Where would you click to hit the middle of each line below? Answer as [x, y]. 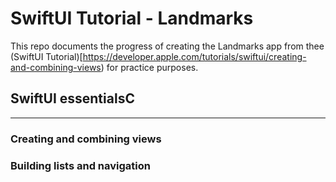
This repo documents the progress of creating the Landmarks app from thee [167, 46]
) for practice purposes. [149, 67]
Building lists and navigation [80, 165]
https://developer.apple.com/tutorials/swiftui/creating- [194, 56]
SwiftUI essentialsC [72, 98]
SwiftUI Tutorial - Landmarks [132, 18]
